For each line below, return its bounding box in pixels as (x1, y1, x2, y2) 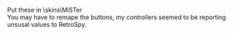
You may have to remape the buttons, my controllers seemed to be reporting (7, 13, 226, 21)
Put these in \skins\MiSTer (7, 6, 82, 14)
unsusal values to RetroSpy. (7, 21, 87, 28)
